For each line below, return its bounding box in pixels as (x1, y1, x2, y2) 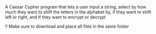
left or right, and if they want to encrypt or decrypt (5, 14, 106, 20)
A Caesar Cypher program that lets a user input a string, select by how (5, 4, 146, 10)
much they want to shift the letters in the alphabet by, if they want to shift (5, 9, 152, 15)
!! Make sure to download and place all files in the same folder (5, 23, 129, 29)
